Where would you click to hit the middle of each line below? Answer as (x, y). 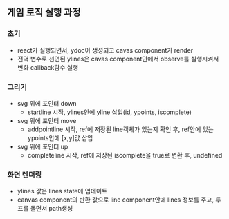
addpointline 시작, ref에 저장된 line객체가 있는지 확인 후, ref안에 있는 (121, 129)
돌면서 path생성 (52, 209)
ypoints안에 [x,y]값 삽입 (60, 137)
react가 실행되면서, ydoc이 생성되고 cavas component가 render (105, 50)
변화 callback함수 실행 (47, 67)
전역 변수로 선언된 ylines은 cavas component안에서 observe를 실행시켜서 (118, 59)
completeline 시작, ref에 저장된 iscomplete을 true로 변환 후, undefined (125, 155)
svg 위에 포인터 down (47, 103)
